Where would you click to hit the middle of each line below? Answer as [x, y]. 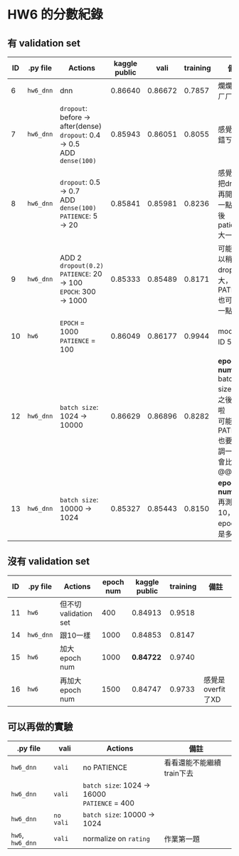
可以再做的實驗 [40, 727]
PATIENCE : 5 [79, 216]
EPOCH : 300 [78, 291]
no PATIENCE [105, 767]
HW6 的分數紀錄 [55, 15]
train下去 [179, 773]
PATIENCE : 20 [81, 274]
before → [75, 117]
